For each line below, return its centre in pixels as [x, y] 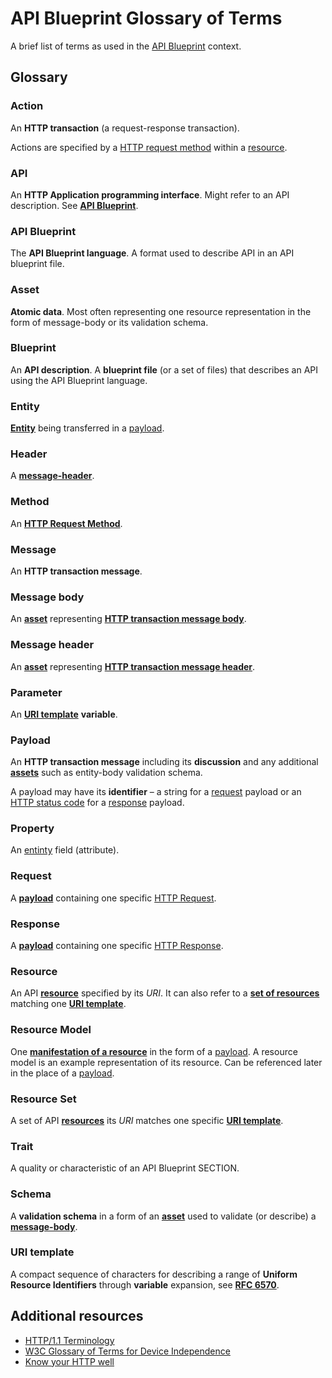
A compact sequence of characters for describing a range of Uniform [154, 1274]
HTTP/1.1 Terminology [69, 1340]
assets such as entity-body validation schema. [106, 773]
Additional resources [77, 1316]
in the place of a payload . [62, 1073]
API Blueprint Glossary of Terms [146, 18]
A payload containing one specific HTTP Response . [117, 946]
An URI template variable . [64, 714]
